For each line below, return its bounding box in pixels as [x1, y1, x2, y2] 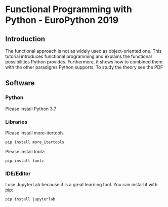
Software [5, 79, 35, 87]
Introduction [5, 34, 46, 43]
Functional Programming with [5, 4, 133, 15]
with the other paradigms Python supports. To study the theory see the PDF [5, 64, 163, 70]
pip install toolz [5, 158, 44, 163]
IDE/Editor [5, 170, 31, 177]
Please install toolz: [5, 148, 46, 154]
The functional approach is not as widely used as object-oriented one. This [5, 48, 162, 54]
